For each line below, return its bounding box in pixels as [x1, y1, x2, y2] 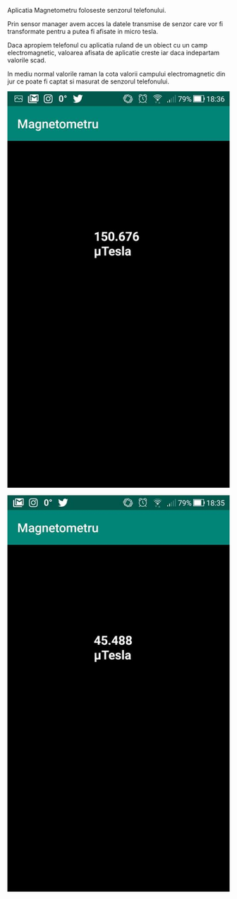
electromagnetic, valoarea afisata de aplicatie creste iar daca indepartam [7, 49, 220, 57]
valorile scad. [7, 56, 47, 64]
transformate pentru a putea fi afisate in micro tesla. [7, 28, 159, 35]
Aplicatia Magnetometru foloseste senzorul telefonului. [7, 6, 166, 14]
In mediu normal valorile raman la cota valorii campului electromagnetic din [7, 70, 226, 78]
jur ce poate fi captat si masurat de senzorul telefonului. [7, 77, 170, 86]
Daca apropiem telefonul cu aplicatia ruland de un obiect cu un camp [7, 41, 208, 49]
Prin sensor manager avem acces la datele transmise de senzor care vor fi [7, 20, 224, 28]
